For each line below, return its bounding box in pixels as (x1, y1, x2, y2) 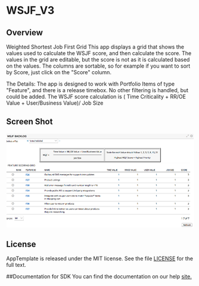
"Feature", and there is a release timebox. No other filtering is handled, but (6, 87, 189, 93)
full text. (6, 261, 26, 269)
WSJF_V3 (6, 4, 55, 17)
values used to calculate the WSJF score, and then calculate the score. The (6, 50, 192, 57)
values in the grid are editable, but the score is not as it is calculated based (6, 56, 190, 63)
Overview (6, 28, 43, 38)
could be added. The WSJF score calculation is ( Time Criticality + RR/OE (6, 93, 186, 100)
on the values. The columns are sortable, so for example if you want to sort (6, 62, 191, 69)
